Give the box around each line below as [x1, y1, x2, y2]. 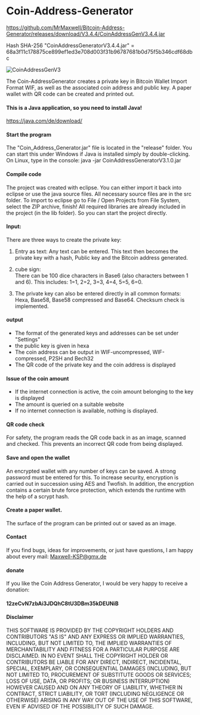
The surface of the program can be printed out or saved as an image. [6, 519, 177, 526]
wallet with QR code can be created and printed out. [6, 90, 135, 97]
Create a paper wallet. [6, 506, 63, 514]
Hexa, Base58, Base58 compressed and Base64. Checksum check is [14, 296, 185, 303]
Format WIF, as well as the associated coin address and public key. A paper [6, 84, 192, 91]
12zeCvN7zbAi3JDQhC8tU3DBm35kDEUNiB [6, 600, 119, 607]
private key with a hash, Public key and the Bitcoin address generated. [14, 254, 188, 261]
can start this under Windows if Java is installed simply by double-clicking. [6, 150, 190, 158]
